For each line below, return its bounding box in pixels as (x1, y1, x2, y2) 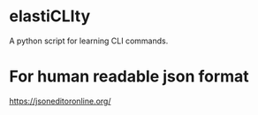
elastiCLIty (9, 6, 91, 27)
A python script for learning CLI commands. (9, 35, 169, 46)
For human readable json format (9, 66, 249, 87)
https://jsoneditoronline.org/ (9, 96, 111, 106)
